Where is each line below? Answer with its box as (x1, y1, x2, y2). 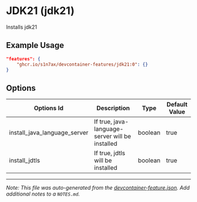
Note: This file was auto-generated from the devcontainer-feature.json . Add (6, 184, 190, 191)
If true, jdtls (94, 149, 125, 158)
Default (166, 101, 188, 109)
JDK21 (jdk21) (6, 4, 75, 18)
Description (96, 104, 130, 112)
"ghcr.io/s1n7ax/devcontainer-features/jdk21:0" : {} (16, 61, 148, 67)
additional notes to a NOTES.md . (6, 190, 80, 197)
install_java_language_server (9, 129, 89, 137)
